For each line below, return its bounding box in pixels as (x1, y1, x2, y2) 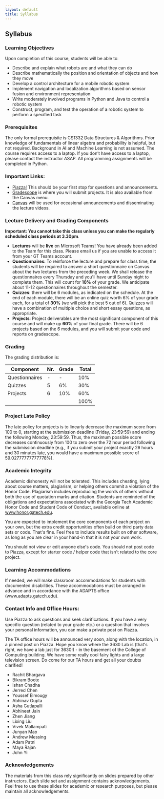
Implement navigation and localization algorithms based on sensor (12, 86, 146, 92)
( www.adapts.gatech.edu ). (5, 593, 59, 599)
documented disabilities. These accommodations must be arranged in (5, 583, 145, 589)
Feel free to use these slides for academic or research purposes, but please (5, 783, 158, 789)
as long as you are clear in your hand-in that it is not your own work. (5, 534, 143, 540)
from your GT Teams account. (12, 253, 73, 259)
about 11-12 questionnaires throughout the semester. (12, 284, 118, 291)
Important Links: (5, 173, 45, 180)
